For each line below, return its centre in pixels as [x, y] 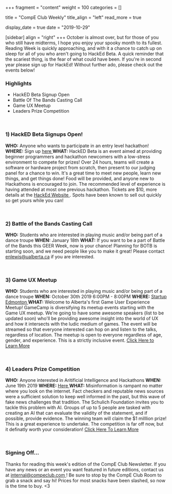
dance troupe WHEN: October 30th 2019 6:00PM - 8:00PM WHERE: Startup [86, 297]
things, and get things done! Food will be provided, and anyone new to [80, 178]
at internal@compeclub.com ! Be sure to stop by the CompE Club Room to [83, 475]
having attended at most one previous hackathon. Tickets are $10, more [81, 189]
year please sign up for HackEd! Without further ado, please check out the [84, 65]
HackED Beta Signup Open [41, 95]
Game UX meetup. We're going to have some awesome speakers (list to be [85, 313]
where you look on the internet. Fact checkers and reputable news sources [85, 391]
